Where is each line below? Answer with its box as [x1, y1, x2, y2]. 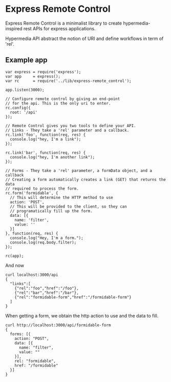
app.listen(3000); [5, 87, 45, 92]
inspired [5, 25, 23, 31]
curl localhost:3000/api [5, 272, 58, 277]
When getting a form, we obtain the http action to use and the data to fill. [5, 312, 159, 318]
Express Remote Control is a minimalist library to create [5, 20, 122, 26]
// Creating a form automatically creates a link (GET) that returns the [5, 177, 166, 182]
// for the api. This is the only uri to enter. [5, 100, 111, 106]
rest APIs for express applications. [23, 25, 96, 31]
